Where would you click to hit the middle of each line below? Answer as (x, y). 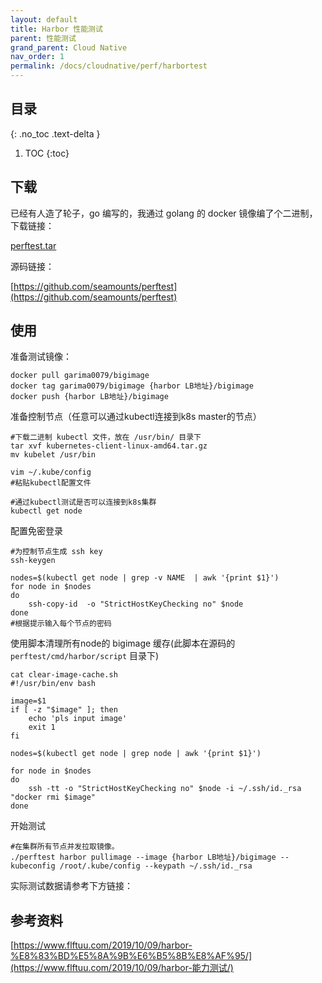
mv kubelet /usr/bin (53, 455)
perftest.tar (33, 245)
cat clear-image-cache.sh (64, 675)
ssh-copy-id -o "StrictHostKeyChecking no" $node (136, 604)
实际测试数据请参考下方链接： (71, 886)
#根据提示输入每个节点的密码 (61, 624)
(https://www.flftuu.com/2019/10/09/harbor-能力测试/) (122, 968)
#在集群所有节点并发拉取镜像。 (65, 847)
